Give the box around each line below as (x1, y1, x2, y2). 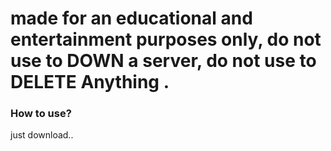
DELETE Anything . (10, 71, 170, 94)
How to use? (10, 107, 72, 121)
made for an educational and (10, 7, 253, 30)
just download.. (10, 129, 74, 141)
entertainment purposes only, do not (10, 28, 322, 51)
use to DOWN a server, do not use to (10, 50, 317, 72)
